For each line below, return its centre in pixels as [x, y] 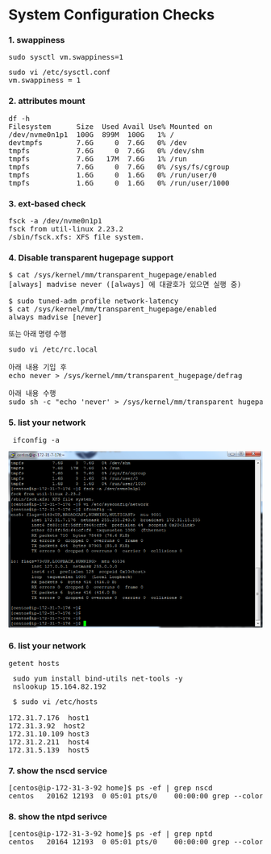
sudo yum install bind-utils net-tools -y [98, 678]
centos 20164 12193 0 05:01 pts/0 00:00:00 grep [119, 842]
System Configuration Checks [112, 15]
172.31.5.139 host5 [49, 750]
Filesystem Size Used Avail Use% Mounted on [110, 126]
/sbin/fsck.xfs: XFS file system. [77, 237]
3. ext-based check [47, 203]
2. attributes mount [47, 101]
